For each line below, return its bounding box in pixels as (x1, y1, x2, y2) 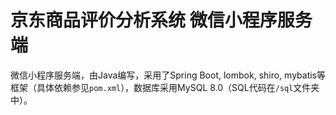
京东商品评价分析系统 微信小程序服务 (10, 9, 313, 32)
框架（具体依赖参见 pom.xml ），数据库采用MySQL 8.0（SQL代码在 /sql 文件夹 (10, 81, 320, 93)
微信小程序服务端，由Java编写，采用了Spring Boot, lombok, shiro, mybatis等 (10, 69, 327, 81)
